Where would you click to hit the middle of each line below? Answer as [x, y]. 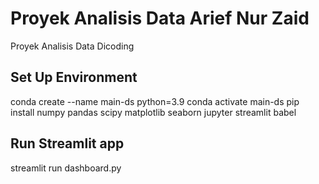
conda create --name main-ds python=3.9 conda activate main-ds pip [155, 101]
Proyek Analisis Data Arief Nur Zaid [160, 18]
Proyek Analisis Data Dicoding [72, 46]
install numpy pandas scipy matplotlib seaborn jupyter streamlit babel [153, 112]
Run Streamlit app [67, 143]
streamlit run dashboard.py [66, 168]
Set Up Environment [74, 77]
